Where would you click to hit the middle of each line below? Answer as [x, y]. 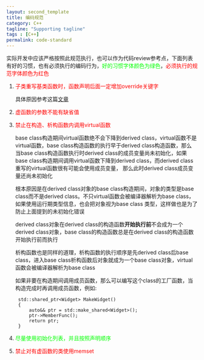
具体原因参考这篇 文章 [42, 99]
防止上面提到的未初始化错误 [50, 211]
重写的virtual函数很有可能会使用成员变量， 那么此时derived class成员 [101, 168]
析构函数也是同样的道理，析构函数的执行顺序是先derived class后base [102, 252]
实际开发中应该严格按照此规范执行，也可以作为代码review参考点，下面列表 [100, 58]
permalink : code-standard [39, 40]
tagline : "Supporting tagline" [46, 29]
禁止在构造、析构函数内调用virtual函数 [63, 125]
